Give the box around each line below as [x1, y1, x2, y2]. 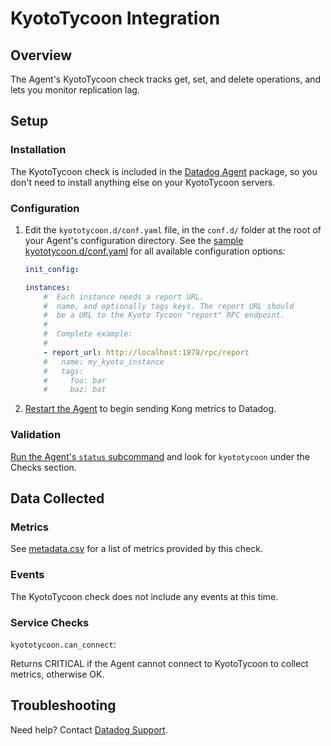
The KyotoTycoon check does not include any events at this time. [10, 590, 279, 602]
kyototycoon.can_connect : [10, 638, 117, 650]
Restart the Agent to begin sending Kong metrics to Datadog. [24, 403, 277, 415]
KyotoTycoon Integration [10, 7, 221, 30]
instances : [24, 282, 71, 292]
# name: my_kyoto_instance [43, 357, 165, 367]
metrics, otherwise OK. [10, 668, 105, 680]
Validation [10, 428, 62, 442]
